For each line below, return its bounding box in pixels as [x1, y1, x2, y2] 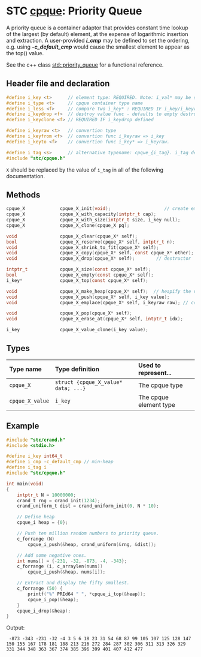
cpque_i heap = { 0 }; [17, 520, 68, 526]
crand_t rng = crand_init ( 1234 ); [17, 497, 100, 503]
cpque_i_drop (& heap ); [17, 608, 71, 614]
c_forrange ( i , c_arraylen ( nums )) [17, 563, 103, 569]
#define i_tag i [6, 464, 47, 470]
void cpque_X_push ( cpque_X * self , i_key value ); [6, 294, 170, 300]
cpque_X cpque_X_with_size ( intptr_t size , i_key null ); [6, 217, 181, 223]
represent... [138, 368, 172, 377]
